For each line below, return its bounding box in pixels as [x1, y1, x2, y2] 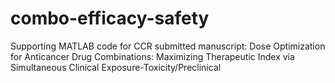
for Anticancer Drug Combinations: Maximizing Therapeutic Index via [10, 50, 295, 62]
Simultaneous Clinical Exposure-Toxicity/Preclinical [10, 61, 222, 73]
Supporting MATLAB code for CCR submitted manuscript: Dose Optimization [10, 40, 326, 52]
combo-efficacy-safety [10, 7, 210, 30]
